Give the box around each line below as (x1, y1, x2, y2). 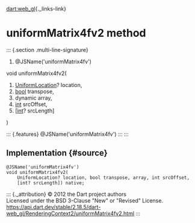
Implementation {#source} (6, 148, 108, 158)
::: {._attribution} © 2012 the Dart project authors (6, 190, 126, 198)
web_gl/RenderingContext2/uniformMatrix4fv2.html (6, 210, 134, 217)
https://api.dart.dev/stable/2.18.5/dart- (6, 203, 101, 210)
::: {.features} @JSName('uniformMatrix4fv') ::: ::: (6, 130, 129, 138)
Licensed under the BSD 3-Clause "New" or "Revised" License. (6, 196, 164, 204)
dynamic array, (14, 94, 52, 102)
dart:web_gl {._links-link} (6, 5, 66, 12)
